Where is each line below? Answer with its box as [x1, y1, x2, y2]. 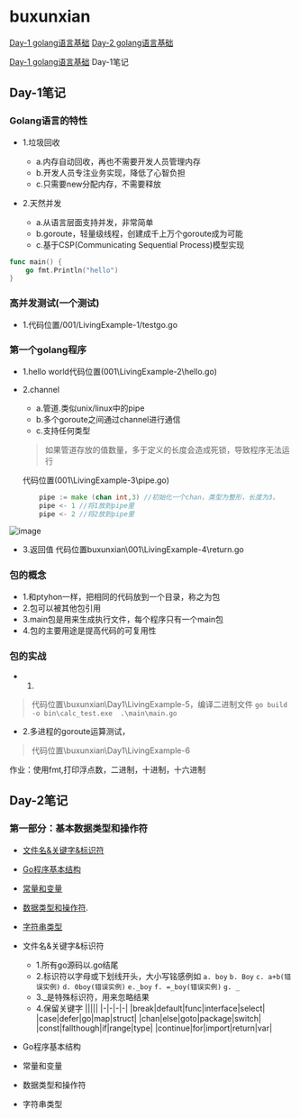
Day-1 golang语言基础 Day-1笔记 [9, 56, 129, 67]
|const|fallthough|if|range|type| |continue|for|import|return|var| [35, 1023, 273, 1033]
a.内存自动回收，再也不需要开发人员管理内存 [35, 156, 201, 167]
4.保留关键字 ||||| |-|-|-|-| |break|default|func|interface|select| [35, 1003, 266, 1013]
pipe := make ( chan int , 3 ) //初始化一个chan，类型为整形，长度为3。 [39, 493, 280, 502]
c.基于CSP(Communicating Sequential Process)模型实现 [35, 239, 245, 250]
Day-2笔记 [9, 793, 68, 808]
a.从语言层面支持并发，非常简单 [35, 216, 154, 227]
